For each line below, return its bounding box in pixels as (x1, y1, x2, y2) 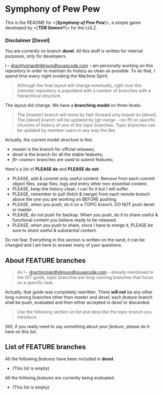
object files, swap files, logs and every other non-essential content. (12, 181, 148, 187)
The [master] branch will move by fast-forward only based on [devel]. (17, 112, 157, 118)
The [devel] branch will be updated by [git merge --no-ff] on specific (17, 117, 156, 123)
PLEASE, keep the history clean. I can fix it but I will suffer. (12, 186, 129, 192)
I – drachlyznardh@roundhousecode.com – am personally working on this (5, 62, 153, 69)
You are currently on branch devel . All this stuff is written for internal (5, 48, 143, 54)
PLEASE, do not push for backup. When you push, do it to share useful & (12, 212, 159, 218)
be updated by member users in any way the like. (17, 127, 116, 133)
